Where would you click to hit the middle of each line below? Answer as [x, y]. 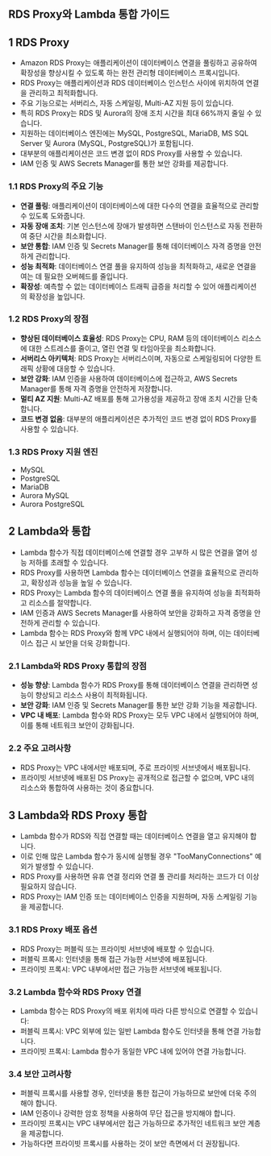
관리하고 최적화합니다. [63, 93]
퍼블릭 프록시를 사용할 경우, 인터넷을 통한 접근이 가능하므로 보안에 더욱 [131, 1093]
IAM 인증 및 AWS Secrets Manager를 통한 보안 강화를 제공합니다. [124, 164]
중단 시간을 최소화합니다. [68, 235]
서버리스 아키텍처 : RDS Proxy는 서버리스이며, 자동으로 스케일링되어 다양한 [137, 358]
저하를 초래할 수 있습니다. [69, 562]
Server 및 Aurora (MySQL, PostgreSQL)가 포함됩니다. [106, 143]
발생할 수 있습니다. [65, 867]
